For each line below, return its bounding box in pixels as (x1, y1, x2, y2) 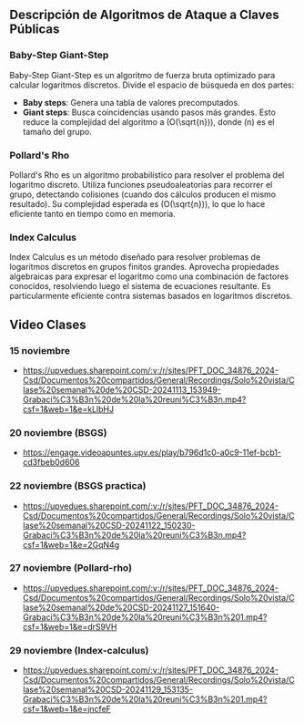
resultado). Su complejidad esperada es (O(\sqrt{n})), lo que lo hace (9, 198, 266, 209)
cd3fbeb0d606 (22, 457, 80, 468)
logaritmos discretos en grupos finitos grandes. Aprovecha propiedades (9, 262, 279, 273)
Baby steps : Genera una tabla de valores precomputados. (22, 97, 240, 108)
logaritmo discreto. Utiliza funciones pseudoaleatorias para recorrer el (9, 179, 273, 190)
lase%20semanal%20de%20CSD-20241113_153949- (22, 384, 221, 395)
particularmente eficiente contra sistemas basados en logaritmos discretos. (9, 291, 293, 302)
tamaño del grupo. (22, 126, 93, 137)
